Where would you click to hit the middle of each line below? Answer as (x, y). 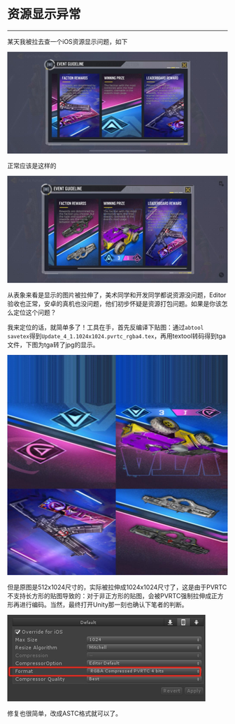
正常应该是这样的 (32, 166)
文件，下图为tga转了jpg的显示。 (53, 345)
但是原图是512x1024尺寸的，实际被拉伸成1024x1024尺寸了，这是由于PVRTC (117, 587)
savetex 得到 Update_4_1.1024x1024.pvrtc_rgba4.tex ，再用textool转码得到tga (116, 335)
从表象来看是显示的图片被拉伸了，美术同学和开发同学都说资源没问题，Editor (117, 295)
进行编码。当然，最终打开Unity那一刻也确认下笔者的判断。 (104, 604)
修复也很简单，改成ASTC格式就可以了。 (65, 713)
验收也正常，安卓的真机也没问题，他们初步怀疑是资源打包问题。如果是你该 (114, 303)
